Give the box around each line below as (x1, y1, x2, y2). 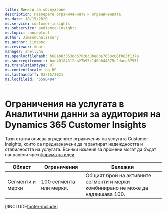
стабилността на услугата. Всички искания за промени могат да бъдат (5, 146, 157, 152)
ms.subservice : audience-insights (5, 26, 77, 31)
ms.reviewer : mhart (5, 44, 46, 49)
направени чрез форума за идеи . (5, 151, 76, 157)
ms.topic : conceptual (5, 30, 50, 35)
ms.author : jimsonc (5, 40, 46, 45)
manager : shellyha (5, 49, 43, 54)
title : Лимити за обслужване (5, 7, 66, 12)
